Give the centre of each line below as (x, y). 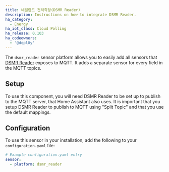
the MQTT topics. (23, 68)
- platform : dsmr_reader (36, 164)
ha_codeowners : (21, 38)
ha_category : (19, 19)
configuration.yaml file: (30, 146)
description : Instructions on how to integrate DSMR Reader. (71, 15)
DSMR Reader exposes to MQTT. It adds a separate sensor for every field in (84, 62)
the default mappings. (28, 112)
